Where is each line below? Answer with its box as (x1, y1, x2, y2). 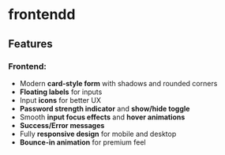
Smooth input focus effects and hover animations (19, 112, 186, 122)
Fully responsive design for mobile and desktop (19, 129, 177, 138)
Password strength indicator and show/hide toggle (19, 104, 190, 113)
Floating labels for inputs (19, 87, 103, 96)
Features (8, 37, 53, 51)
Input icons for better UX (19, 95, 101, 104)
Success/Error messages (19, 120, 105, 130)
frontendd (8, 6, 76, 24)
